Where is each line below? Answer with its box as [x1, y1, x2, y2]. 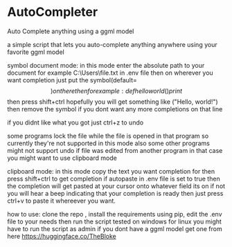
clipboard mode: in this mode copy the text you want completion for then [7, 167, 215, 175]
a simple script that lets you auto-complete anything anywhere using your [7, 40, 217, 48]
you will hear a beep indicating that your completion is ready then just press [7, 189, 224, 197]
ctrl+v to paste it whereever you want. [7, 196, 116, 205]
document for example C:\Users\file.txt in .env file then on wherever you [7, 68, 213, 77]
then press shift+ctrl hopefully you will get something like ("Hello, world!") [7, 98, 218, 106]
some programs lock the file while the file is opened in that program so [7, 131, 209, 140]
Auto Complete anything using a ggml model [7, 27, 134, 35]
